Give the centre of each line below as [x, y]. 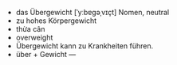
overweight [34, 37]
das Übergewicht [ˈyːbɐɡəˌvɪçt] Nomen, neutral [92, 12]
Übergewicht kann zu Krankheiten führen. [85, 46]
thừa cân [30, 29]
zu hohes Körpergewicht [56, 21]
